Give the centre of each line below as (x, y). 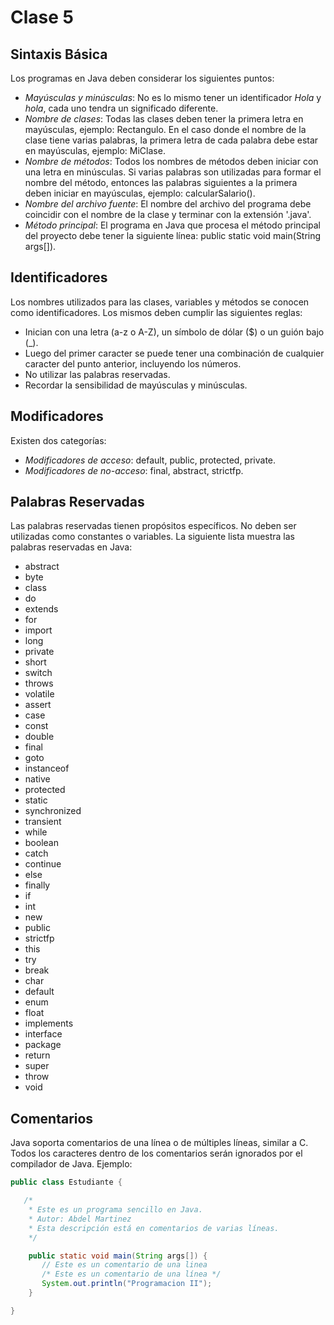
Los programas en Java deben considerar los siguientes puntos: (142, 78)
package (43, 1045)
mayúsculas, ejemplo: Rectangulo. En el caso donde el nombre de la (165, 129)
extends (41, 609)
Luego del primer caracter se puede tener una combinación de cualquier (174, 353)
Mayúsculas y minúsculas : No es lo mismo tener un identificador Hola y (173, 97)
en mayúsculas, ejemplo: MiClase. (95, 150)
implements (49, 1023)
